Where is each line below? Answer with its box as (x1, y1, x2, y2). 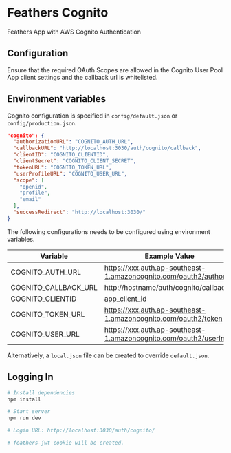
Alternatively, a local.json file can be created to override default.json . (7, 351, 210, 359)
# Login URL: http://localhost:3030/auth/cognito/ (7, 427, 155, 434)
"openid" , (19, 183, 48, 190)
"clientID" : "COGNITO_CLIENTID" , (13, 151, 109, 158)
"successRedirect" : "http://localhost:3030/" (13, 209, 146, 216)
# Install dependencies (7, 389, 76, 397)
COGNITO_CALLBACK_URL (10, 282, 98, 292)
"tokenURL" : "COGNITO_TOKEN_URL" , (13, 164, 112, 171)
